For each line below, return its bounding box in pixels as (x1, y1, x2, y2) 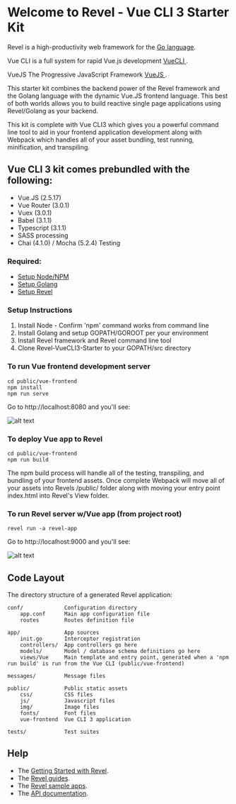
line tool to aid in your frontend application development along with (7, 128, 202, 136)
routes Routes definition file (20, 617, 134, 624)
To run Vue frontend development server (7, 362, 151, 372)
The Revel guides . (17, 774, 71, 782)
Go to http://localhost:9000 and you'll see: (7, 537, 131, 546)
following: (7, 174, 53, 186)
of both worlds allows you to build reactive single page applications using (7, 99, 221, 107)
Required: (7, 256, 42, 266)
